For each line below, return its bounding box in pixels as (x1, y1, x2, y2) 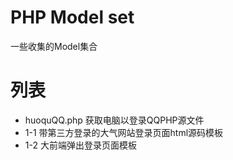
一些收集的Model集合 (10, 40, 98, 52)
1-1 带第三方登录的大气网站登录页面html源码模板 (24, 126, 224, 138)
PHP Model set (10, 6, 135, 29)
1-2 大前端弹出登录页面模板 (24, 139, 137, 151)
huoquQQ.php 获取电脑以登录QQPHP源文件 (24, 114, 205, 126)
